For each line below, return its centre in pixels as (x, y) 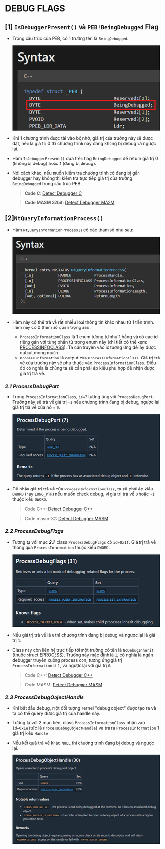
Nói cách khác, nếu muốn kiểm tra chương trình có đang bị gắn (76, 173)
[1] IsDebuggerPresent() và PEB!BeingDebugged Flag (82, 27)
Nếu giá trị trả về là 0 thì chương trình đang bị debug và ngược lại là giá (84, 635)
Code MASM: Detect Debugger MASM (63, 685)
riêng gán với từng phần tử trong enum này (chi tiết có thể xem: (83, 342)
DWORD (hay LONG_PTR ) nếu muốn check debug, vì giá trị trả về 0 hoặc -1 (83, 494)
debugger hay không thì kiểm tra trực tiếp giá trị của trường (72, 178)
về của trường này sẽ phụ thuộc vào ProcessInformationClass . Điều (88, 363)
